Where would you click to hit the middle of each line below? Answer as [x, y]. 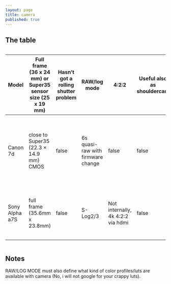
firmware [92, 157]
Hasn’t [66, 72]
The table [21, 40]
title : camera [20, 15]
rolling [66, 85]
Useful [147, 78]
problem [66, 98]
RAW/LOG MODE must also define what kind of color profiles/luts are [78, 271]
